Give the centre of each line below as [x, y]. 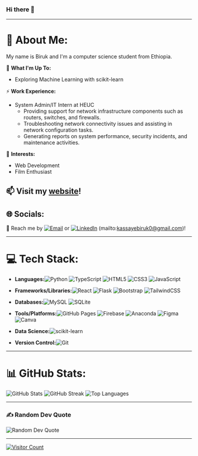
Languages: [29, 279]
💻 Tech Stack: [42, 259]
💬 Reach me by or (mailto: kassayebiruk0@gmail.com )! [96, 228]
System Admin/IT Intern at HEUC [54, 105]
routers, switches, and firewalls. [62, 118]
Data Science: [32, 331]
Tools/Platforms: [36, 314]
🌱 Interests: [21, 154]
